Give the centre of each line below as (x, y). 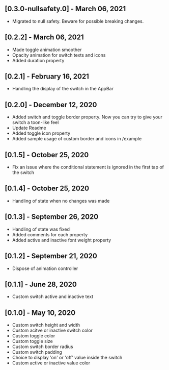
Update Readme (29, 128)
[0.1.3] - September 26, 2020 (52, 217)
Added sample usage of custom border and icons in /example (77, 139)
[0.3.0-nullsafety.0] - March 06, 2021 (65, 9)
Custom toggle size (32, 341)
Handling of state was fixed (41, 229)
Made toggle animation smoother (47, 50)
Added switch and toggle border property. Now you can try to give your (87, 117)
